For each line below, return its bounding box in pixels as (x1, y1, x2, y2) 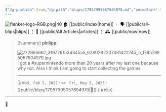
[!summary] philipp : (17, 40, 58, 46)
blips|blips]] (5, 28, 30, 35)
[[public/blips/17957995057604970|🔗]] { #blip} (17, 87, 113, 93)
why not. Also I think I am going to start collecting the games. (17, 65, 142, 71)
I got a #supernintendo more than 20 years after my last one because (17, 60, 159, 66)
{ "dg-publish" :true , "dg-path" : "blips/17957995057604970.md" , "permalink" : (5, 7, 161, 12)
